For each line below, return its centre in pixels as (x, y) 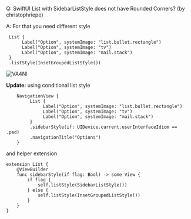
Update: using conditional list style (48, 85)
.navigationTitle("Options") (65, 138)
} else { (38, 190)
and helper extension (32, 153)
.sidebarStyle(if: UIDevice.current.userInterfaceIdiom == (103, 127)
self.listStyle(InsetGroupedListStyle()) (89, 195)
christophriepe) (25, 15)
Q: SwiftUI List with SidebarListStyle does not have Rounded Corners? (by (95, 9)
